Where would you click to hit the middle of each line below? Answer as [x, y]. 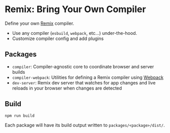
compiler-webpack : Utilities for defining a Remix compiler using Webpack [88, 77]
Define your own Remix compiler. [39, 23]
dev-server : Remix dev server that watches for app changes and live [84, 82]
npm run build [20, 116]
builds [19, 72]
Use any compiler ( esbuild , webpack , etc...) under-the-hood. [75, 33]
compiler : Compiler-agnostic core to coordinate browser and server [83, 66]
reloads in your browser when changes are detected [67, 88]
